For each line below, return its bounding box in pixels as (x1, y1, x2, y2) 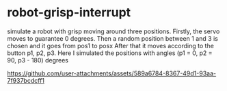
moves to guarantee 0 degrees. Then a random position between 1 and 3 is (7, 34, 219, 42)
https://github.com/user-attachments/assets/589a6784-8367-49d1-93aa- (7, 69, 217, 77)
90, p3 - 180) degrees (7, 56, 68, 64)
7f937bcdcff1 (7, 76, 45, 84)
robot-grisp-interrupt (7, 5, 131, 20)
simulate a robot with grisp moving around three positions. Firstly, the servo (7, 27, 220, 35)
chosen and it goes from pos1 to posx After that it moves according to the (7, 41, 214, 50)
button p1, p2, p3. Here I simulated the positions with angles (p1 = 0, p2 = (7, 49, 213, 57)
